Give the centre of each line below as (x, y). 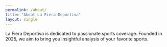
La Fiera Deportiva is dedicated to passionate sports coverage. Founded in (84, 34)
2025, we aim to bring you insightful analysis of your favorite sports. (77, 39)
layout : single (21, 19)
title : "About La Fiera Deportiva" (43, 15)
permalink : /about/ (26, 10)
